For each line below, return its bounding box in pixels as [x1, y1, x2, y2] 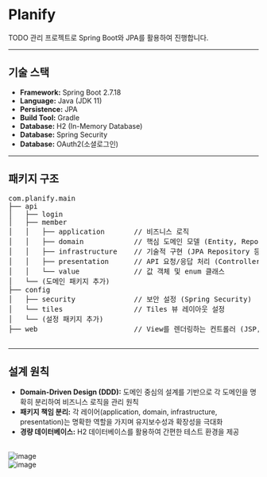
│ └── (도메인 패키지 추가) [8, 277, 110, 285]
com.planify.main [8, 193, 75, 203]
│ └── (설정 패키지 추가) [8, 314, 104, 324]
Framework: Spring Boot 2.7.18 [19, 87, 122, 97]
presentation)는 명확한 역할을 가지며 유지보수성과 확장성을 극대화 [19, 417, 223, 427]
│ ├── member [8, 217, 68, 227]
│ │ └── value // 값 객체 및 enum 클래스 [8, 266, 225, 276]
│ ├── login [8, 209, 64, 219]
